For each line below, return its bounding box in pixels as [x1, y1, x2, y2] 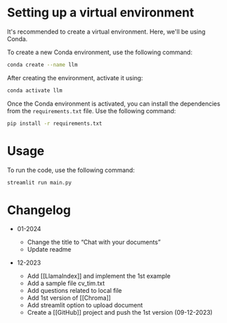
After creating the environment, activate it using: [7, 73, 144, 82]
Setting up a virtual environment [7, 5, 194, 21]
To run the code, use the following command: [7, 166, 135, 174]
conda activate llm [7, 87, 63, 94]
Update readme [27, 246, 72, 254]
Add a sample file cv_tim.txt [27, 279, 105, 287]
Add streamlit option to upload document [27, 301, 144, 309]
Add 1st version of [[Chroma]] [27, 294, 111, 302]
